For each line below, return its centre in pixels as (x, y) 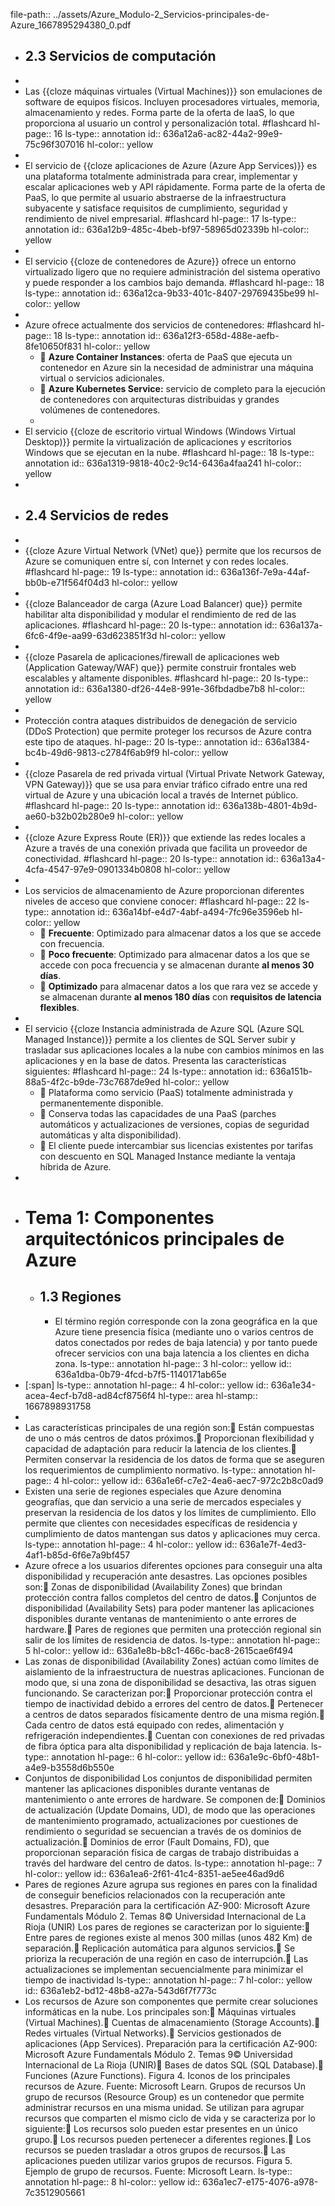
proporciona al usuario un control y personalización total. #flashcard (165, 123)
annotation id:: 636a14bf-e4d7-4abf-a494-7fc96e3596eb (170, 911)
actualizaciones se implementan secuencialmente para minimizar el (164, 1969)
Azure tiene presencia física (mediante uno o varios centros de (184, 1331)
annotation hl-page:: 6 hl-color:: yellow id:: (139, 1756)
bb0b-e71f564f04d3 (67, 582)
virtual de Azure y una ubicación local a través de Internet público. (161, 795)
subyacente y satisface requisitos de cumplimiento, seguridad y (156, 208)
